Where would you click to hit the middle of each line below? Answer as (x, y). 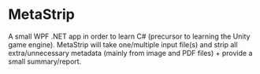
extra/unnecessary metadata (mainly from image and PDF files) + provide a (130, 53)
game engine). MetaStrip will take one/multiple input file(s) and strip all (123, 44)
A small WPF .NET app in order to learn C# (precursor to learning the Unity (129, 36)
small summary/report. (45, 61)
